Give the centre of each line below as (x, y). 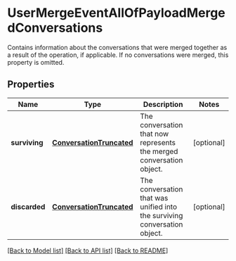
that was (154, 198)
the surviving (162, 215)
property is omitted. (36, 62)
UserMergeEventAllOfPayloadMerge (117, 13)
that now (155, 134)
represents (158, 142)
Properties (31, 85)
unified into (159, 207)
